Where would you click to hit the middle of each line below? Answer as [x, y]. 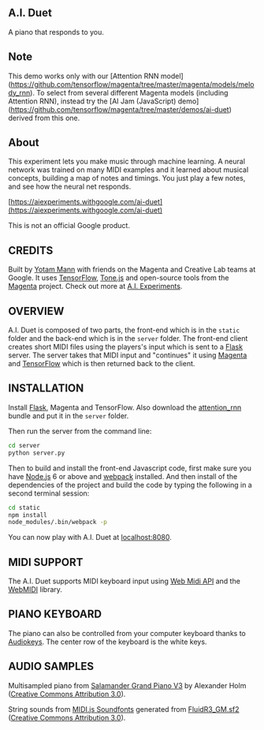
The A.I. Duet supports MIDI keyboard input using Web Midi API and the [124, 581]
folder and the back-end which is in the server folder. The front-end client [128, 339]
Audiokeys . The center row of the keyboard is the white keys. [108, 642]
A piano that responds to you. [56, 32]
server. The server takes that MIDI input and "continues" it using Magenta [128, 355]
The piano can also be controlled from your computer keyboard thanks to [127, 633]
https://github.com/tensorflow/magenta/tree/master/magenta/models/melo [132, 84]
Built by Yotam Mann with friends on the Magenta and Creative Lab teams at [132, 270]
